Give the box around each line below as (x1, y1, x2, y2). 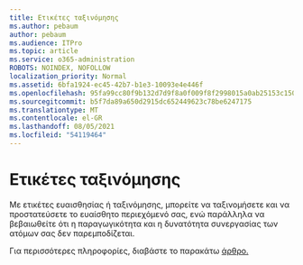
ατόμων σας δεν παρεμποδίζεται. (9, 227, 135, 239)
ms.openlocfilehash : (9, 88, 87, 97)
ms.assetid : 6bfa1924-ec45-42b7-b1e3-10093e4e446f (9, 80, 204, 89)
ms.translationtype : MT (9, 105, 99, 114)
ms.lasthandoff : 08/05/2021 (9, 123, 115, 132)
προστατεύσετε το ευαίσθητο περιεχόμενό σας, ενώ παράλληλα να (9, 208, 265, 219)
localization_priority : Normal (9, 72, 127, 81)
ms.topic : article (9, 47, 78, 56)
